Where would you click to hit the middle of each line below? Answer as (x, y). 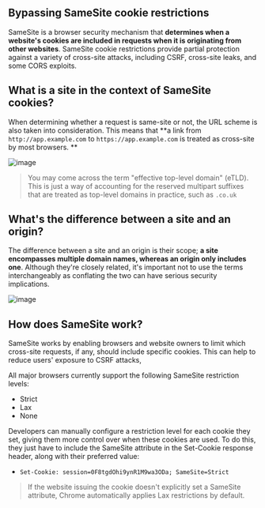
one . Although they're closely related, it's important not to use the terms (126, 267)
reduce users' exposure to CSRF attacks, (75, 360)
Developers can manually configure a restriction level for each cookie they (129, 431)
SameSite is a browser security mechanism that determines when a (119, 32)
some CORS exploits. (43, 66)
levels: (19, 384)
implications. (29, 284)
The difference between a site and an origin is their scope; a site (114, 250)
